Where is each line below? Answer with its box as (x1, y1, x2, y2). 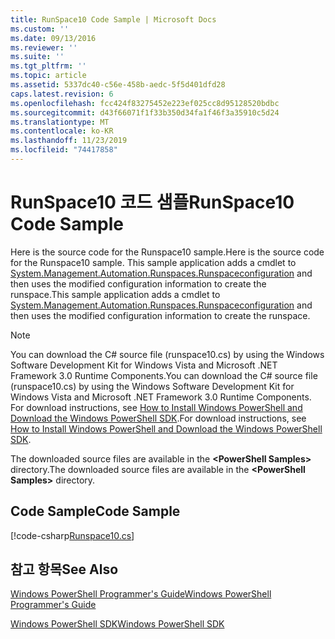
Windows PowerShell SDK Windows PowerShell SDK (10, 618, 225, 630)
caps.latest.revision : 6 (10, 89, 114, 99)
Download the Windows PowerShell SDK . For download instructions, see (10, 412, 307, 424)
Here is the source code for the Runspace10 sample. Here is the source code (10, 246, 325, 258)
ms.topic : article (10, 71, 87, 81)
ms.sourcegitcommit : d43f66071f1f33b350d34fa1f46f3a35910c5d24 (10, 107, 280, 118)
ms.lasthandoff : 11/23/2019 (10, 136, 128, 146)
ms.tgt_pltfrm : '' (10, 61, 87, 71)
